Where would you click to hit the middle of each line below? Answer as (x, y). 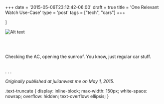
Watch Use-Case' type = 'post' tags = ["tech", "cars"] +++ (65, 12)
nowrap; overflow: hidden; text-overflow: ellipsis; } (57, 96)
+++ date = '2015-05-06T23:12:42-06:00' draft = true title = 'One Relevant (82, 7)
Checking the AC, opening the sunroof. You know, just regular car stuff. (78, 56)
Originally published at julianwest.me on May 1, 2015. (60, 81)
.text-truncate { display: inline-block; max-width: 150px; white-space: (76, 91)
